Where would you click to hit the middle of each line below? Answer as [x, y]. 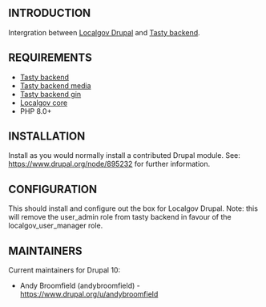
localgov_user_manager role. [56, 226]
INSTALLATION [47, 137]
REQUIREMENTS [50, 58]
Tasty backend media [55, 85]
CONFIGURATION [53, 189]
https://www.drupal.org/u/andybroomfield [89, 294]
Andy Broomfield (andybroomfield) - [80, 286]
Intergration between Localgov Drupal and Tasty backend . [104, 32]
